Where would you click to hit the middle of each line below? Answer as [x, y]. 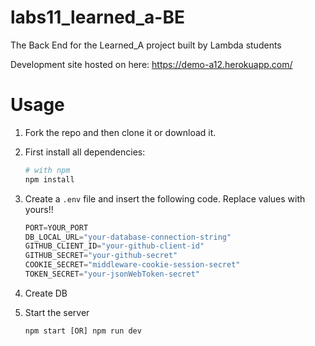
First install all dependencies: [85, 152]
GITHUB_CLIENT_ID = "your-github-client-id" [114, 246]
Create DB [46, 293]
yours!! [39, 209]
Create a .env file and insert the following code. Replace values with [165, 198]
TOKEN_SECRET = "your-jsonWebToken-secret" [112, 274]
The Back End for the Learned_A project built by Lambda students [146, 45]
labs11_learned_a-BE [97, 17]
